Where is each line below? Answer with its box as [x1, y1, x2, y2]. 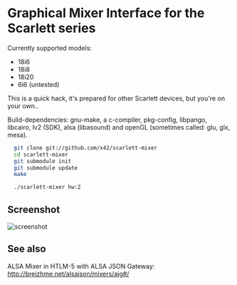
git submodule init [14, 157, 72, 165]
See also [7, 243, 46, 255]
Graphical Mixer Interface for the [7, 5, 205, 21]
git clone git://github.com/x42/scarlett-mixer [14, 144, 158, 151]
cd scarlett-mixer [14, 151, 69, 158]
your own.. [7, 101, 39, 110]
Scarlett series [7, 20, 96, 36]
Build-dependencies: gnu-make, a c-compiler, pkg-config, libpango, [7, 115, 208, 124]
